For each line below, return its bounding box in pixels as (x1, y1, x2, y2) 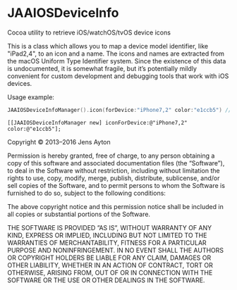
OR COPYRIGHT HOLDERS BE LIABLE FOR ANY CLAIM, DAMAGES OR (7, 253, 212, 262)
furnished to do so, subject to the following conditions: (7, 189, 166, 197)
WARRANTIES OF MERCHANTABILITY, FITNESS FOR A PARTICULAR (7, 238, 207, 247)
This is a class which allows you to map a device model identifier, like (7, 42, 209, 50)
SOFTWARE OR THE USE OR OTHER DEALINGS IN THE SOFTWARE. (7, 276, 205, 284)
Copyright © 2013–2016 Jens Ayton (7, 137, 111, 146)
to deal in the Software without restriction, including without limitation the (7, 166, 220, 175)
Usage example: (7, 93, 55, 101)
